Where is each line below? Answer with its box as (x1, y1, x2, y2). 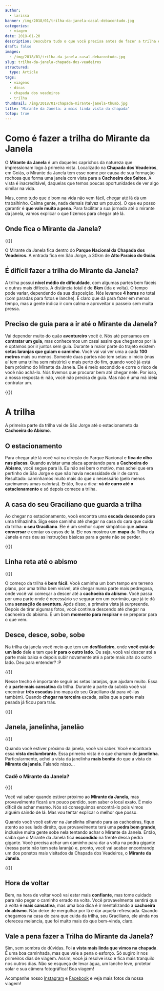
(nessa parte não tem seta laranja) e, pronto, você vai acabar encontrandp (5, 845, 155, 850)
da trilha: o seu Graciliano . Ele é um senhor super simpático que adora (5, 524, 148, 530)
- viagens (9, 80, 29, 85)
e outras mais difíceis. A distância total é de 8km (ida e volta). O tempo (5, 284, 148, 291)
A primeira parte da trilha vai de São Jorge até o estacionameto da (5, 423, 139, 428)
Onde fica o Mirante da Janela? (5, 225, 102, 233)
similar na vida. (5, 186, 36, 191)
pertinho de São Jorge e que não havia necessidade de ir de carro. (5, 471, 140, 476)
